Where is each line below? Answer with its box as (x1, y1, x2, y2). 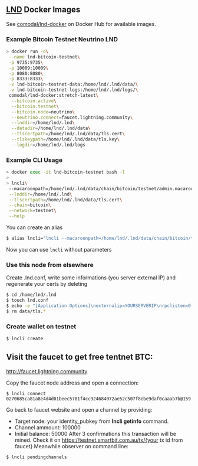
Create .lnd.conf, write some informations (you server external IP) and (6, 274, 176, 281)
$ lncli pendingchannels (6, 454, 67, 460)
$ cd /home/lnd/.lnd (6, 292, 57, 298)
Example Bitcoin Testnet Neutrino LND (6, 35, 118, 43)
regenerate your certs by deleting (6, 281, 88, 288)
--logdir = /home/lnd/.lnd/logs (11, 142, 85, 148)
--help (8, 213, 25, 219)
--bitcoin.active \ (11, 97, 57, 104)
